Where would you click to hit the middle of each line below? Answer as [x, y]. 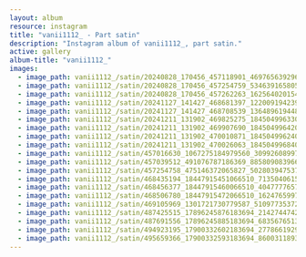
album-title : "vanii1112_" [61, 60]
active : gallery [40, 52]
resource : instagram [49, 26]
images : [24, 69]
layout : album [36, 18]
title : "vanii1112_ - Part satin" [75, 35]
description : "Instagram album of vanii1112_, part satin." [126, 43]
